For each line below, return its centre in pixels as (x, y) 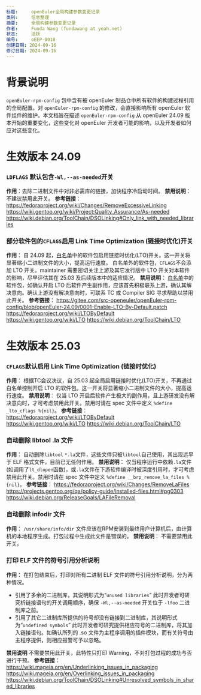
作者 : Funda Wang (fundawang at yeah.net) (64, 29)
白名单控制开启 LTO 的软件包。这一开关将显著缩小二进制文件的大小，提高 (96, 388)
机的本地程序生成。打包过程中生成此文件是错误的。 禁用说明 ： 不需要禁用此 (99, 536)
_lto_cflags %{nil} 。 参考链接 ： (47, 410)
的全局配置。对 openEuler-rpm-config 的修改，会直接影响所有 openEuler (95, 107)
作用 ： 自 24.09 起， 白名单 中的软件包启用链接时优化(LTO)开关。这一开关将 (98, 255)
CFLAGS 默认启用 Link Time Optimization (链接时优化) (81, 366)
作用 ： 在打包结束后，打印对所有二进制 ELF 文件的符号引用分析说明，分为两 (100, 574)
